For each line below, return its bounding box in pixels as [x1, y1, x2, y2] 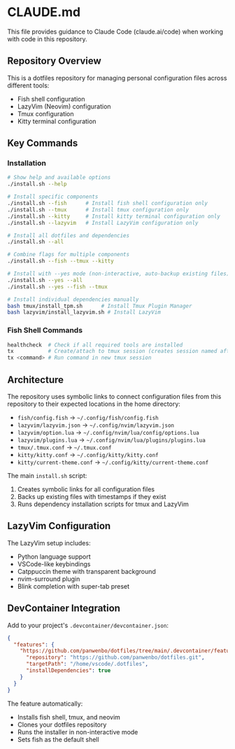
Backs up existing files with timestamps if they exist [17, 493, 166, 501]
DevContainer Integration [7, 603, 121, 615]
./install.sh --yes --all [7, 276, 83, 283]
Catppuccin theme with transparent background [17, 567, 156, 575]
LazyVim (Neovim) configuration [17, 102, 111, 111]
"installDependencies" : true [25, 667, 111, 674]
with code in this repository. [7, 34, 87, 43]
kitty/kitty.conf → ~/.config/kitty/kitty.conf [17, 451, 159, 459]
